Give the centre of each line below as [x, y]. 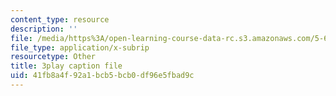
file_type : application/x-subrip [80, 47]
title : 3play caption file [66, 66]
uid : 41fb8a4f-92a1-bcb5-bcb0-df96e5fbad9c [102, 76]
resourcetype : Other [53, 57]
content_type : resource [60, 19]
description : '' [44, 29]
